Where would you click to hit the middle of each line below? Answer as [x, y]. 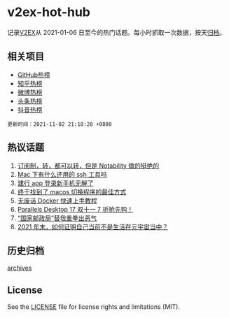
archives [20, 268]
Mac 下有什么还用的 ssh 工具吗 [62, 174]
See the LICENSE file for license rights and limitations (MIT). [94, 307]
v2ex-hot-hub [49, 12]
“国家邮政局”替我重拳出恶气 [57, 218]
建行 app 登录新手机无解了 [55, 183]
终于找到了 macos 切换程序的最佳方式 [72, 191]
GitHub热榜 [34, 75]
